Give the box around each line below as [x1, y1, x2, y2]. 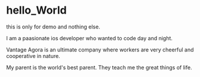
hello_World [6, 4, 67, 17]
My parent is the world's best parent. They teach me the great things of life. [6, 63, 192, 71]
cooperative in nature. [6, 52, 61, 59]
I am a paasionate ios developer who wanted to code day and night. [6, 34, 173, 41]
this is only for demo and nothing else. [6, 23, 100, 30]
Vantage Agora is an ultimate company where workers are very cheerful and [6, 46, 194, 53]
